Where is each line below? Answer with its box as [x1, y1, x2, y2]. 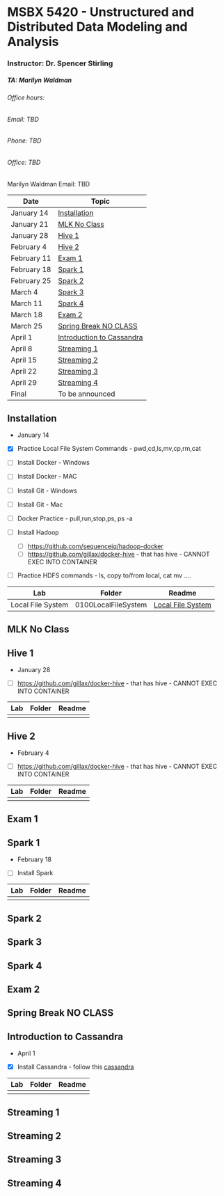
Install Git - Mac [17, 500, 63, 509]
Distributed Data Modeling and [7, 19, 188, 35]
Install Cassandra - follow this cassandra [17, 1062, 134, 1071]
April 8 [10, 344, 33, 353]
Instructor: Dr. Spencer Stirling [7, 58, 113, 68]
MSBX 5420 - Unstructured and [7, 4, 195, 20]
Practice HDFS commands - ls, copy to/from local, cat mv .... [17, 571, 191, 580]
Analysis [7, 34, 59, 49]
